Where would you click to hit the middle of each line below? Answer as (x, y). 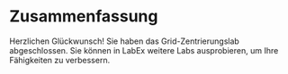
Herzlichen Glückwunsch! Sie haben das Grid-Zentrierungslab (125, 41)
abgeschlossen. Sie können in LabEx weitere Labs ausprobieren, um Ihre (144, 50)
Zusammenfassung (84, 16)
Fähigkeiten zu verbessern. (60, 60)
